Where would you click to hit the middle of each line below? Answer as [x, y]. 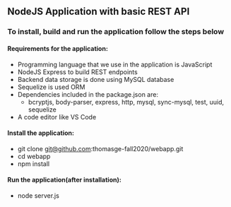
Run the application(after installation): [64, 180]
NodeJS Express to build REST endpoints [77, 72]
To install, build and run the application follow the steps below [116, 32]
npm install [34, 164]
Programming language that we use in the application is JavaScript [115, 64]
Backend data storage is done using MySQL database [96, 79]
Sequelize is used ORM [51, 87]
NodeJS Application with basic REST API [99, 12]
